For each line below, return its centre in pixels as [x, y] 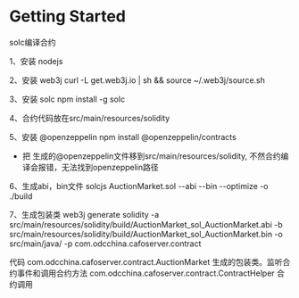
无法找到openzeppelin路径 [110, 167]
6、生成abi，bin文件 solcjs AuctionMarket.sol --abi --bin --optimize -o [139, 186]
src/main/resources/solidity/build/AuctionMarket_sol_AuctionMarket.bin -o [146, 234]
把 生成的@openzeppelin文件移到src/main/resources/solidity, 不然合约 [151, 156]
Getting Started [68, 17]
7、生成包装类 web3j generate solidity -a [84, 214]
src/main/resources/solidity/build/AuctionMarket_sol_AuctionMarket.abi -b [146, 224]
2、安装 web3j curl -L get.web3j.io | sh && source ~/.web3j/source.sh [137, 80]
